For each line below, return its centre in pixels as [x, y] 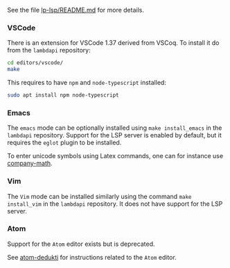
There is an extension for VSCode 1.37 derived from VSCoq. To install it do [113, 43]
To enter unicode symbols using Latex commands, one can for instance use [115, 156]
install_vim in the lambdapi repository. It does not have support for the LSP [115, 204]
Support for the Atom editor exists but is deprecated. [81, 244]
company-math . [30, 163]
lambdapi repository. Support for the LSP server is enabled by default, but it [114, 135]
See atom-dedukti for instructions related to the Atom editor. [92, 257]
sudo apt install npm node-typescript [63, 95]
